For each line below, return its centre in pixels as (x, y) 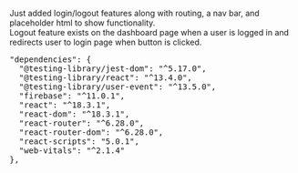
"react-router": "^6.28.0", (82, 123)
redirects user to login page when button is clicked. (106, 42)
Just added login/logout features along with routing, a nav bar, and (134, 13)
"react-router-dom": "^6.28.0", (91, 132)
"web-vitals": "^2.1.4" (72, 151)
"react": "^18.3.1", (65, 105)
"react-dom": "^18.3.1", (74, 114)
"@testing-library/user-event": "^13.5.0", (118, 87)
